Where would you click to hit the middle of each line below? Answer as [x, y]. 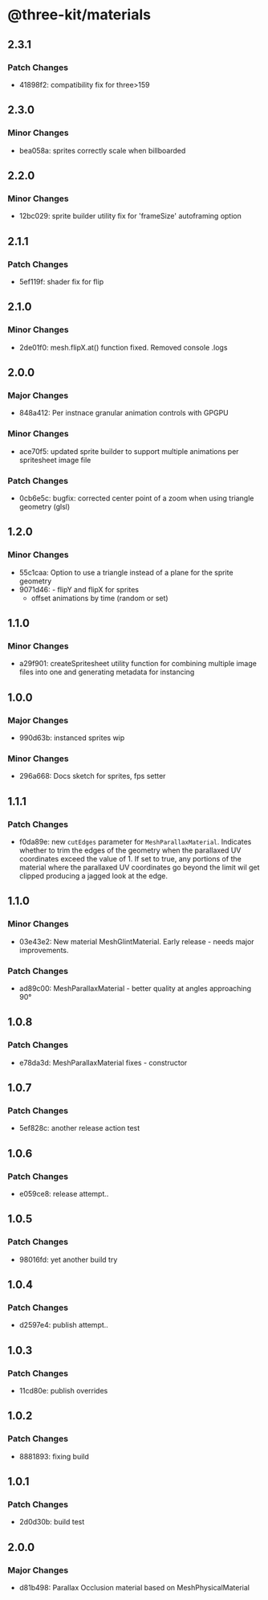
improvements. [44, 950]
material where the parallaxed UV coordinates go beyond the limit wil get [139, 867]
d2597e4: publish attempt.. [64, 1325]
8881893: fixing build [54, 1456]
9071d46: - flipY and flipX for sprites [79, 589]
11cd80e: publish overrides [63, 1391]
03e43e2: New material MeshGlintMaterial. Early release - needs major [136, 941]
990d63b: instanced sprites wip [72, 738]
